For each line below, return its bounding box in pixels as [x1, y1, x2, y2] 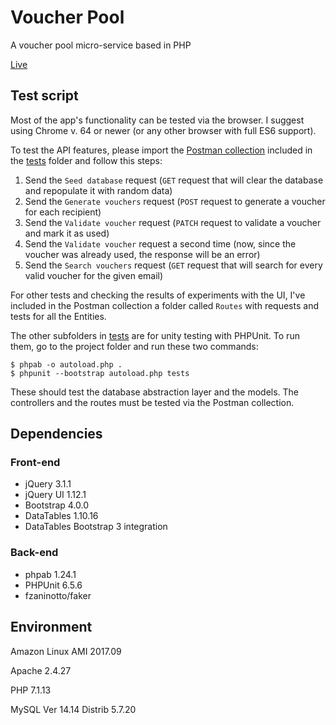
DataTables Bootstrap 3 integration [24, 521, 168, 533]
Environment [10, 619, 93, 636]
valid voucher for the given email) [24, 269, 164, 281]
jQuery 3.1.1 [24, 478, 72, 490]
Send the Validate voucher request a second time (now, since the [24, 237, 297, 250]
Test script [10, 87, 79, 105]
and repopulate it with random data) [24, 184, 173, 196]
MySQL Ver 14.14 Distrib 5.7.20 [10, 703, 137, 715]
